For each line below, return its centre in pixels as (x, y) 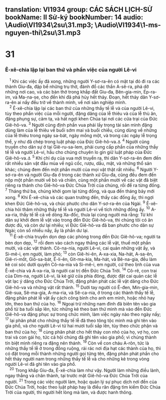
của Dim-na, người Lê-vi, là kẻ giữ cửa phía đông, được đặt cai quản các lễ (81, 276)
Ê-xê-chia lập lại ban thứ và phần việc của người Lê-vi (71, 69)
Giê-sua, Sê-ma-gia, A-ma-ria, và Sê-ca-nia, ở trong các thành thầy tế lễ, (80, 293)
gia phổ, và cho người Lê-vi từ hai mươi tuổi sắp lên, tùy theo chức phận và (82, 326)
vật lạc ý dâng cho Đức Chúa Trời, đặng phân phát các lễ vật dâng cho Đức (82, 281)
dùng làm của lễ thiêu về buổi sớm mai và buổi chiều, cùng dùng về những (81, 130)
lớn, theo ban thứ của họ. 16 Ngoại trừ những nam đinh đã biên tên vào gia (81, 303)
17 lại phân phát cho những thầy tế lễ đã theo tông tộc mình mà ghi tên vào (81, 320)
